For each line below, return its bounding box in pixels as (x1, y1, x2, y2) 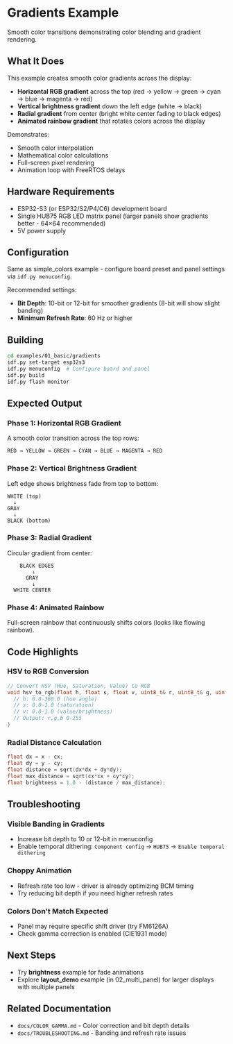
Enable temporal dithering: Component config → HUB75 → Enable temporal (17, 842, 225, 851)
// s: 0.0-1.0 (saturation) (13, 702, 95, 709)
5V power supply (17, 226, 67, 235)
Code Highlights (7, 646, 78, 657)
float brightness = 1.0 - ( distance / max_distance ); (7, 779, 166, 786)
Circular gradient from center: (7, 548, 92, 557)
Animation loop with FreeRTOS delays (17, 165, 126, 174)
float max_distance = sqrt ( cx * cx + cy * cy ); (7, 773, 135, 780)
